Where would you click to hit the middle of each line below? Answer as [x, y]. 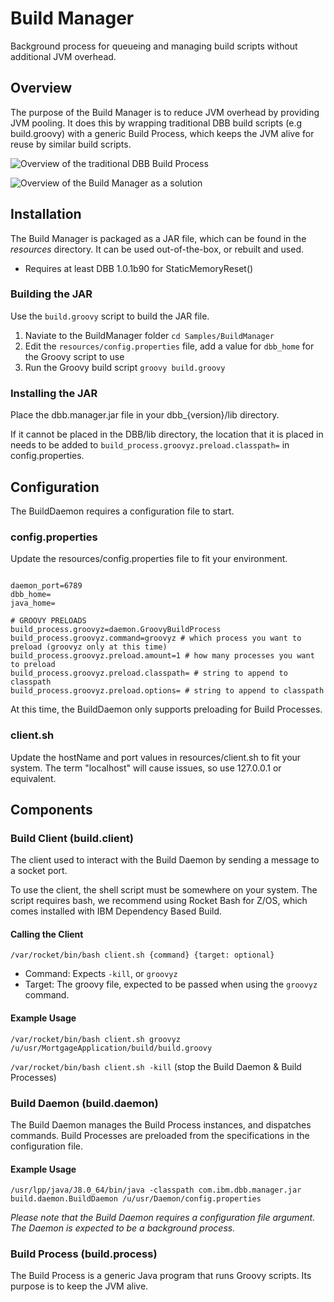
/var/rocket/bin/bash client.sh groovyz [96, 1039]
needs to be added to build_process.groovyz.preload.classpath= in [150, 445]
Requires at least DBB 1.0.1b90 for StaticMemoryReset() [139, 268]
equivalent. [33, 778]
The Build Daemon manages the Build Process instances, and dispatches [161, 1124]
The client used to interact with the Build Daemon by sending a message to [165, 860]
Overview [41, 88]
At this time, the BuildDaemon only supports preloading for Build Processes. [166, 709]
